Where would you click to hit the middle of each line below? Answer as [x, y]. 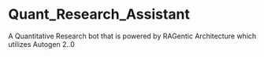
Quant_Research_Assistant [99, 14]
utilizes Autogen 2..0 [41, 44]
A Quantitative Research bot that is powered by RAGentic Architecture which [132, 36]
